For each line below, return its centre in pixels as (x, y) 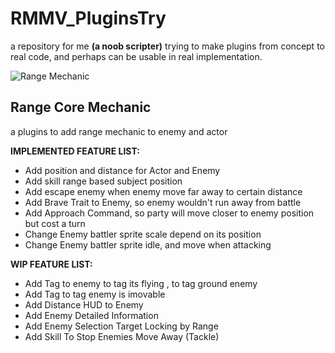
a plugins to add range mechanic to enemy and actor (119, 131)
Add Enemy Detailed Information (91, 315)
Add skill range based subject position (103, 181)
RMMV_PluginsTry (88, 18)
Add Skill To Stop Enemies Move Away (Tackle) (122, 336)
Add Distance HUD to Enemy (84, 304)
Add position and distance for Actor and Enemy (122, 170)
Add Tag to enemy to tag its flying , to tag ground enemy (141, 283)
